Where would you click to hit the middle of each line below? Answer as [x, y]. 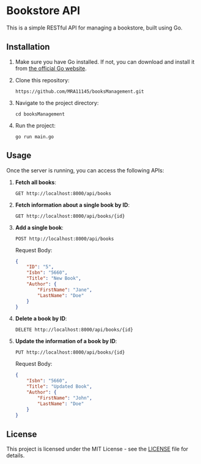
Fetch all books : [36, 182]
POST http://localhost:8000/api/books [64, 239]
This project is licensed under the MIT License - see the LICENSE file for [97, 449]
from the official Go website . [51, 68]
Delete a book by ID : [41, 319]
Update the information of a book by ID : [66, 341]
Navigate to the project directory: [57, 102]
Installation [28, 47]
